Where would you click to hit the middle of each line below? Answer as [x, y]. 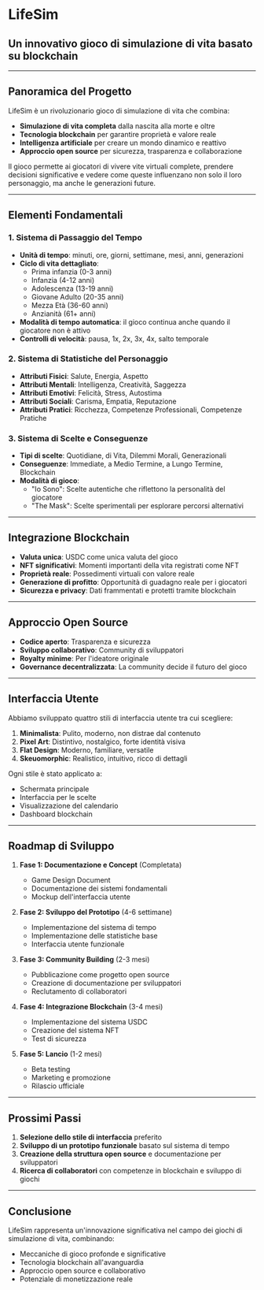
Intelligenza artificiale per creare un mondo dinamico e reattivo [123, 143]
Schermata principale [54, 789]
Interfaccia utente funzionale [78, 944]
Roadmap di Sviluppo [61, 846]
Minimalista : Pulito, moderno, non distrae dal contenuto [110, 733]
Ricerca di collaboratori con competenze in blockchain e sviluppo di [130, 1171]
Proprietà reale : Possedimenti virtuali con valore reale [107, 574]
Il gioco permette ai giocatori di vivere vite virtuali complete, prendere [121, 166]
